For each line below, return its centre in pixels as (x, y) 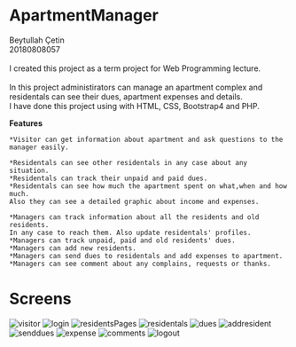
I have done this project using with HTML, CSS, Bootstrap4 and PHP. (134, 106)
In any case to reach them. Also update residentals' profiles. (130, 233)
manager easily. (39, 147)
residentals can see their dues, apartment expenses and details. (126, 96)
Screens (40, 299)
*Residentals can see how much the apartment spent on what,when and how (148, 186)
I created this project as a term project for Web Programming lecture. (135, 68)
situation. (29, 170)
